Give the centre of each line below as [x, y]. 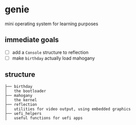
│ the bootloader [26, 91]
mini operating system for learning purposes [51, 24]
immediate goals [32, 40]
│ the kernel [21, 100]
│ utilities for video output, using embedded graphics [68, 109]
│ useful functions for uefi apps [44, 118]
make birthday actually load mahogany [53, 58]
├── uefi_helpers [23, 113]
